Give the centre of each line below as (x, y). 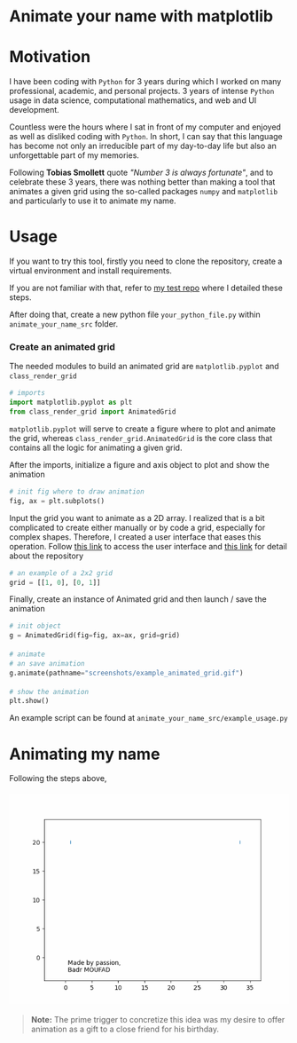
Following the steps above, (58, 778)
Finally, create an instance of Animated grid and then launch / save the (138, 599)
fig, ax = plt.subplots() (57, 501)
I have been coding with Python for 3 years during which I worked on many (145, 82)
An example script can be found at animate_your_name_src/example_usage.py (148, 718)
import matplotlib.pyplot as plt (71, 403)
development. (34, 110)
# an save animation (47, 663)
